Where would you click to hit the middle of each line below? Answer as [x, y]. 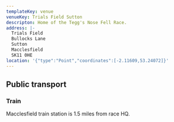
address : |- [21, 28]
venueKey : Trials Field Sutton [44, 17]
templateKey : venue [30, 11]
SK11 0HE [22, 55]
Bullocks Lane [28, 39]
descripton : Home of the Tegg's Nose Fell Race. [66, 22]
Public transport [36, 84]
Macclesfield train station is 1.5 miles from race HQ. [68, 114]
